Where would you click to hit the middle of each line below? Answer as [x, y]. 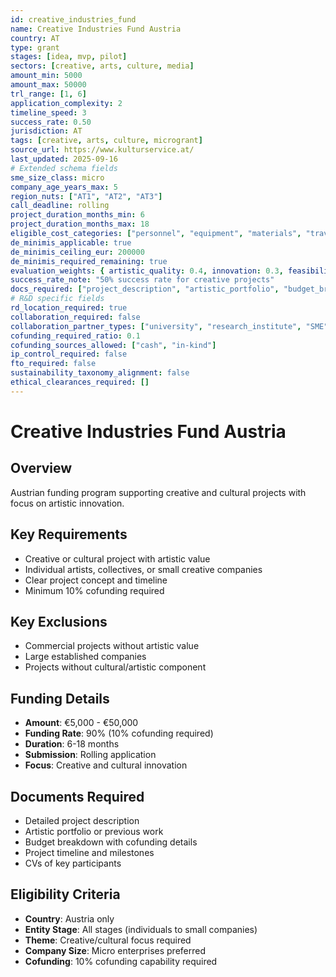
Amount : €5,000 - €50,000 [81, 723]
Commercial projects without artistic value [112, 646]
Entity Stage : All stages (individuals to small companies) [141, 929]
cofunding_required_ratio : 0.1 [75, 336]
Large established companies [85, 657]
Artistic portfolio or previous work [94, 831]
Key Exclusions [59, 621]
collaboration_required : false [75, 317]
